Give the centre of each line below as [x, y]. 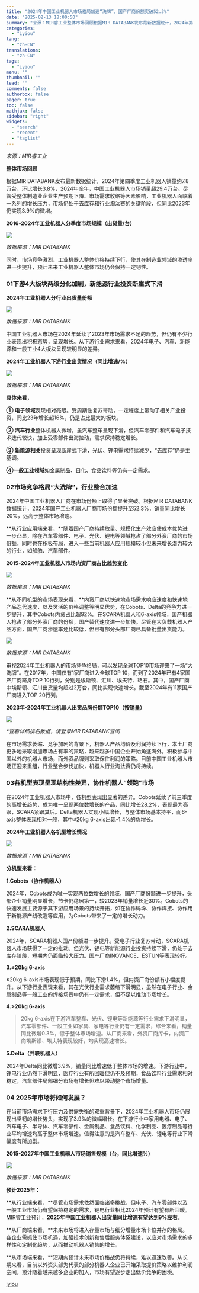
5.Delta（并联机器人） [33, 1053]
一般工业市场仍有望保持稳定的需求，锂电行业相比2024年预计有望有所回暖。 [98, 1209]
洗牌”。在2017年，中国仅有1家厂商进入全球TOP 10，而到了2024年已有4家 [96, 673]
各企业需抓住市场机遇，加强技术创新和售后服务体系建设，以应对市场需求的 [97, 1237]
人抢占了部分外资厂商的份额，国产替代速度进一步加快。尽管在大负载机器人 [97, 622]
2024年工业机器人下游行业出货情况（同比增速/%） [68, 361]
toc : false [20, 105]
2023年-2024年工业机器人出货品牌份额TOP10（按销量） [76, 708]
